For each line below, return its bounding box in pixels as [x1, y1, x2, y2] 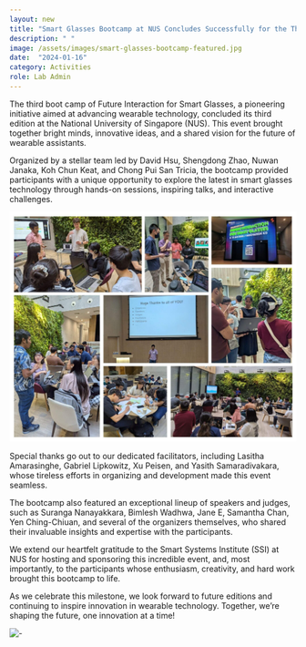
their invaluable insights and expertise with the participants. [9, 526, 233, 537]
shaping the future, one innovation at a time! [9, 610, 176, 621]
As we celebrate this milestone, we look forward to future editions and [9, 591, 273, 601]
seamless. [9, 479, 48, 490]
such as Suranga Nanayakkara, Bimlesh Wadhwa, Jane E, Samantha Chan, [9, 507, 290, 518]
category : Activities [9, 63, 92, 72]
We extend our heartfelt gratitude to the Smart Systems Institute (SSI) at [9, 543, 280, 555]
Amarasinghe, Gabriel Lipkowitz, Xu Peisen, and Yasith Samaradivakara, [9, 460, 280, 471]
